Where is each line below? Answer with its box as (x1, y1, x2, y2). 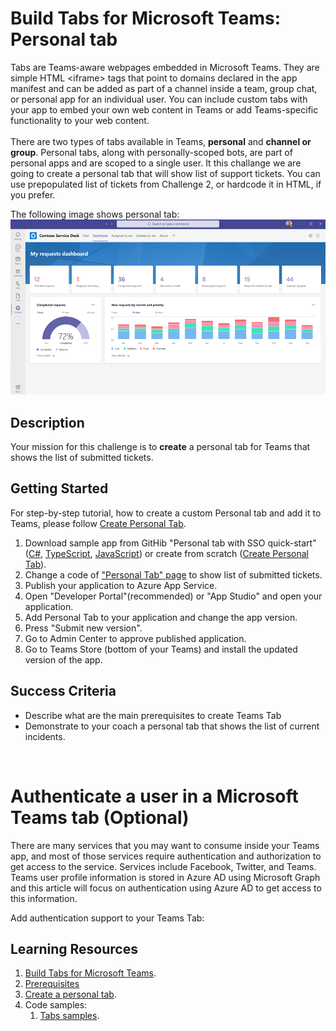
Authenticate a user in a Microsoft (10, 785, 299, 807)
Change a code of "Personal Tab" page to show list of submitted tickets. (24, 568, 323, 581)
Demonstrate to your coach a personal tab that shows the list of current (24, 720, 320, 732)
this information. (10, 892, 78, 904)
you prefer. (10, 188, 56, 201)
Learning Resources (10, 941, 138, 958)
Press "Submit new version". (24, 622, 143, 634)
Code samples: (24, 999, 88, 1011)
